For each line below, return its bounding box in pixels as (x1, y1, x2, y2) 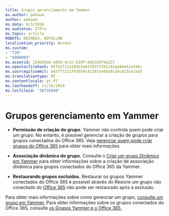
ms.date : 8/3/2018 (5, 21, 44, 27)
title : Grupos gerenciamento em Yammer (5, 7, 90, 13)
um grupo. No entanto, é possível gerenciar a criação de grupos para (12, 132, 158, 138)
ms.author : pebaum (5, 12, 44, 17)
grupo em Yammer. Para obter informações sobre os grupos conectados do (5, 200, 164, 206)
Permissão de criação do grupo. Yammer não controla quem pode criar (12, 127, 164, 133)
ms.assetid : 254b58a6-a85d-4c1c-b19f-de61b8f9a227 (5, 60, 115, 65)
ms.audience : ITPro (5, 26, 47, 32)
